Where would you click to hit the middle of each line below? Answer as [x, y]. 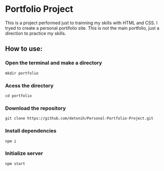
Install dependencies [31, 131]
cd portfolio [19, 96]
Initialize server [24, 153]
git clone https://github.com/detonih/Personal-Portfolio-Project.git [79, 119]
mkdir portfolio [22, 73]
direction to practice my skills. [36, 33]
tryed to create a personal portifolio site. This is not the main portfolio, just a [82, 28]
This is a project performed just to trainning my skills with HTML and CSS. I [82, 23]
